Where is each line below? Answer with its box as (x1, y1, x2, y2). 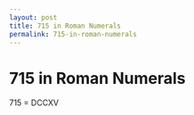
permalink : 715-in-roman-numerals (9, 29, 138, 38)
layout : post (9, 12, 58, 22)
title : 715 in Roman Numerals (9, 21, 122, 30)
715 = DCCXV (9, 97, 60, 108)
